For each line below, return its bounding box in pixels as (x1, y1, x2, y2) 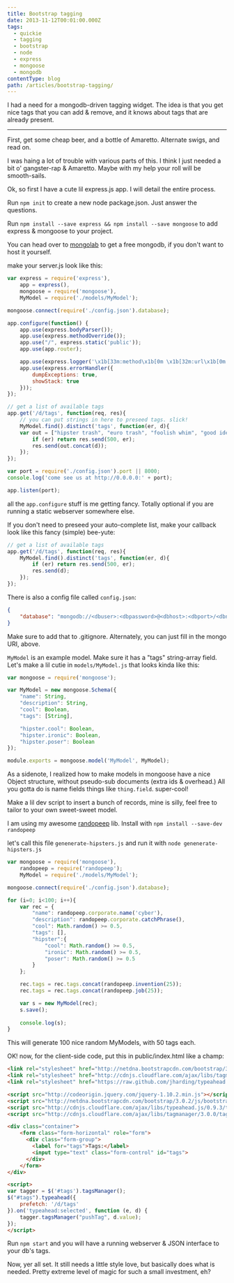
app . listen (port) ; (7, 487, 61, 494)
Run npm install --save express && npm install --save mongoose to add (7, 219, 218, 228)
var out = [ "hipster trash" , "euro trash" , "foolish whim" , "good (19, 429, 217, 437)
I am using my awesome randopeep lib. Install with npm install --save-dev (7, 819, 223, 828)
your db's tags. (7, 1247, 51, 1255)
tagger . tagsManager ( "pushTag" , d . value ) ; (19, 1213, 141, 1221)
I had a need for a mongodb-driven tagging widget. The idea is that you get (7, 101, 224, 109)
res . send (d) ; (32, 567, 70, 575)
